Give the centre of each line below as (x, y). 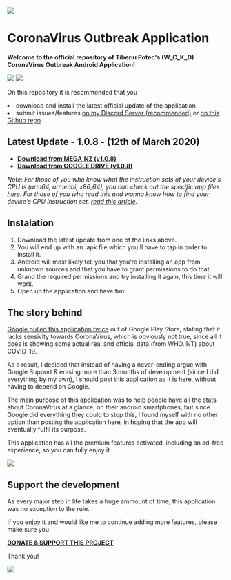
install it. (29, 254)
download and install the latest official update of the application (106, 105)
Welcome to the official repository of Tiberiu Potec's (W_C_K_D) (101, 57)
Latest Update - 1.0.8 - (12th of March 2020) (103, 142)
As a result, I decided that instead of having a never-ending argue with (107, 365)
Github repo (24, 120)
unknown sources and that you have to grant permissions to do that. (114, 269)
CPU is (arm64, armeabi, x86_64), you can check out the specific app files (113, 186)
